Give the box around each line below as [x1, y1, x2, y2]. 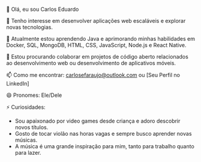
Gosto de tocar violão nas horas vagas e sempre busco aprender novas [14, 130, 192, 137]
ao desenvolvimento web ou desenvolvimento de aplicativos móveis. [6, 60, 176, 66]
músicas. [14, 136, 38, 143]
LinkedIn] [6, 80, 29, 87]
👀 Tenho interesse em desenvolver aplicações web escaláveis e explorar [6, 17, 186, 24]
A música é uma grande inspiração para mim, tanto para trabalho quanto [14, 143, 195, 149]
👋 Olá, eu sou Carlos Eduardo [6, 6, 79, 13]
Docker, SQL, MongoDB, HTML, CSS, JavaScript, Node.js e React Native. [6, 42, 187, 48]
